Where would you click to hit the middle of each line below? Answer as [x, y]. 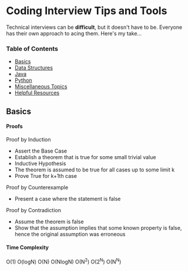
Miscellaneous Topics [41, 87]
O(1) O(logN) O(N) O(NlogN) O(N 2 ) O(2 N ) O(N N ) [64, 261]
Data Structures [33, 68]
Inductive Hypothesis [40, 163]
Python [23, 80]
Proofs [14, 126]
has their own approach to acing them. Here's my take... [74, 33]
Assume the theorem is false [49, 222]
